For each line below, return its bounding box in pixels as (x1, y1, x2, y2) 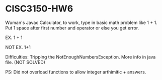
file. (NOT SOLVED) (5, 59, 45, 65)
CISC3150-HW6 (5, 3, 73, 14)
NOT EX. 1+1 (5, 44, 31, 50)
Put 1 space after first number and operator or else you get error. (5, 24, 139, 30)
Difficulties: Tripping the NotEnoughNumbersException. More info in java (5, 53, 156, 60)
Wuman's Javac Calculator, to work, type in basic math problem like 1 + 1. (5, 19, 157, 25)
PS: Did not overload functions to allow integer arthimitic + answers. (5, 68, 146, 75)
